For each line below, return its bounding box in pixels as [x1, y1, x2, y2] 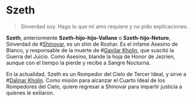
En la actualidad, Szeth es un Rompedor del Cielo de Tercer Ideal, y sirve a [6, 70, 187, 77]
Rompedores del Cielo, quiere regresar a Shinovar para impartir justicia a [6, 83, 182, 90]
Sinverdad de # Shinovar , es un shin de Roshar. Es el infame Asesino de [6, 40, 178, 47]
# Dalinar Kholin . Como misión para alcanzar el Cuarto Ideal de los [6, 77, 166, 84]
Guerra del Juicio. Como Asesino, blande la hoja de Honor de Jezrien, [6, 53, 175, 60]
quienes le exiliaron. [6, 89, 55, 96]
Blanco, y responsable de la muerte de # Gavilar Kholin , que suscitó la [6, 46, 175, 53]
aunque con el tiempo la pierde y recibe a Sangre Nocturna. [6, 59, 151, 66]
